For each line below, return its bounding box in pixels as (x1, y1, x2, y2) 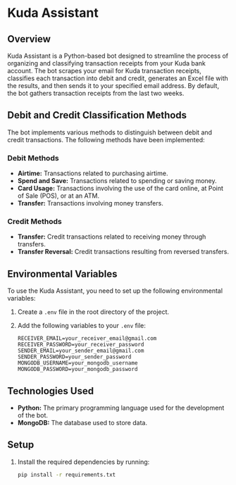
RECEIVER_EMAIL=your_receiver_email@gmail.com (17, 335, 157, 342)
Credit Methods (7, 217, 62, 227)
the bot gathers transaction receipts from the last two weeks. (7, 89, 185, 97)
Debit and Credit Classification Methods (7, 109, 187, 121)
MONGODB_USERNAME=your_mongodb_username (17, 360, 138, 367)
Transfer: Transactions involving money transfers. (17, 199, 163, 208)
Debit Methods (7, 153, 59, 163)
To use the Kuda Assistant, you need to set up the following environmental (7, 286, 223, 295)
